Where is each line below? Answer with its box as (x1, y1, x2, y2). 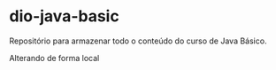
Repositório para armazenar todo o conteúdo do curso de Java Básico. (9, 35, 267, 46)
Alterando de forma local (9, 52, 100, 63)
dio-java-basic (9, 6, 119, 27)
